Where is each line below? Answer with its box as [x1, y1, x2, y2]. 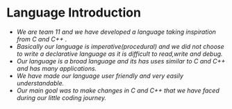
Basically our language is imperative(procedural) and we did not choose [16, 42, 225, 50]
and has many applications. [16, 64, 97, 72]
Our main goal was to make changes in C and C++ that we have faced [16, 86, 220, 95]
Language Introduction [6, 5, 142, 21]
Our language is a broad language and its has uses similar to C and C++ [16, 57, 226, 65]
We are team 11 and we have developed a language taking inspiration [16, 28, 217, 36]
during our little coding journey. [16, 93, 107, 101]
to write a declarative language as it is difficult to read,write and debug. [16, 50, 223, 58]
